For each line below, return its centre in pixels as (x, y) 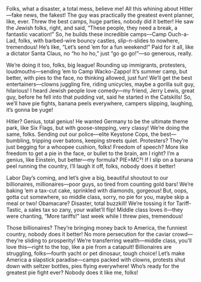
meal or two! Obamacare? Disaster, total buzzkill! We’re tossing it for (91, 203)
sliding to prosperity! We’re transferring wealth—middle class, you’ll (108, 241)
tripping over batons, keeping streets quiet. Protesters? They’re (110, 140)
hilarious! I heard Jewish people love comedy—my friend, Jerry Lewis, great (100, 90)
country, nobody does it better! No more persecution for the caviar (88, 234)
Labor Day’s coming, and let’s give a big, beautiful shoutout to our (87, 178)
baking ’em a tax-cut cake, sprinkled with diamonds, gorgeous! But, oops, (97, 191)
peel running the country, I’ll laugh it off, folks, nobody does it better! (91, 166)
